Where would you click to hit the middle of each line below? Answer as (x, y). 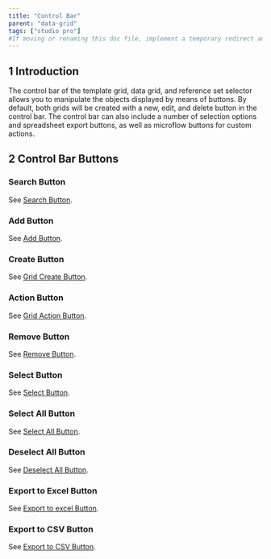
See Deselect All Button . (48, 469)
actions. (21, 133)
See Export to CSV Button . (52, 547)
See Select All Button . (44, 431)
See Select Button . (39, 392)
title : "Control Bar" (45, 16)
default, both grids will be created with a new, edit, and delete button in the (133, 108)
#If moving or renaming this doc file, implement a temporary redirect (131, 38)
